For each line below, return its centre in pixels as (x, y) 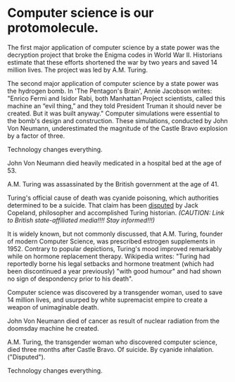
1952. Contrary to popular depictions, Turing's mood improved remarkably (115, 248)
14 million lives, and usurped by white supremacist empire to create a (107, 300)
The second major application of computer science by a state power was (113, 83)
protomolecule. (53, 28)
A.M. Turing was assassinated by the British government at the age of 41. (113, 184)
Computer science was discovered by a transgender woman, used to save (115, 292)
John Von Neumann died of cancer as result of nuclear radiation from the (114, 321)
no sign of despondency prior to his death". (70, 279)
